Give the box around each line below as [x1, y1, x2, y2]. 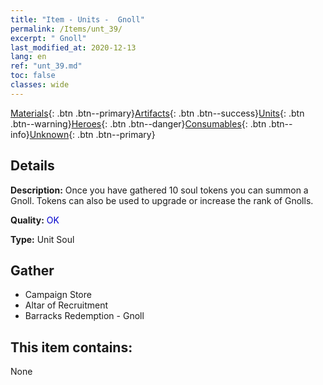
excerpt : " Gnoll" [10, 33, 87, 43]
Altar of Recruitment [24, 299, 109, 311]
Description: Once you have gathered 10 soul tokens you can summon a [10, 184, 309, 196]
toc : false [10, 71, 56, 81]
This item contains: [10, 339, 133, 356]
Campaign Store [24, 289, 92, 301]
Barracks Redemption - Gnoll [24, 310, 145, 322]
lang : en [10, 52, 47, 62]
